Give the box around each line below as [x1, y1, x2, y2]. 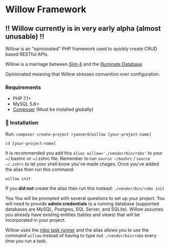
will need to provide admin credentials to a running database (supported [5, 200, 159, 206]
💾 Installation [5, 119, 39, 126]
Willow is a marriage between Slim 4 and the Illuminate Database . [5, 61, 143, 67]
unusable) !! [5, 32, 45, 41]
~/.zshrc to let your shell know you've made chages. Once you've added [5, 161, 159, 167]
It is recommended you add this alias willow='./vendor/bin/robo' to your [5, 150, 163, 156]
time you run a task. [5, 238, 47, 244]
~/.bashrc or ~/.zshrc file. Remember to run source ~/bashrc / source [5, 155, 151, 161]
